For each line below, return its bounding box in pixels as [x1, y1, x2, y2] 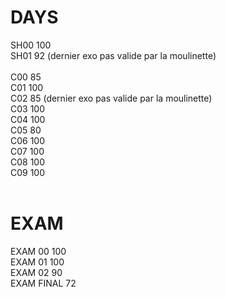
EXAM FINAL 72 [10, 277, 77, 289]
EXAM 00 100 [10, 245, 67, 257]
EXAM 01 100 [10, 256, 65, 268]
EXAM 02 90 [10, 266, 63, 278]
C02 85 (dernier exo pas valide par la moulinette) [10, 92, 213, 104]
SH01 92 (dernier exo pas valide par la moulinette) [10, 49, 217, 61]
